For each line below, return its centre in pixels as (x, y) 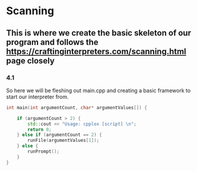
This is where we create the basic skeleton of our (99, 33)
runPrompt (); (44, 151)
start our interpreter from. (38, 97)
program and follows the (53, 42)
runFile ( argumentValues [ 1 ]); (63, 141)
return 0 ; (39, 129)
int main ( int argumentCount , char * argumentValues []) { (77, 107)
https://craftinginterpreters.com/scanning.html (96, 51)
